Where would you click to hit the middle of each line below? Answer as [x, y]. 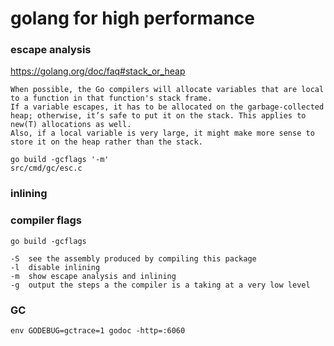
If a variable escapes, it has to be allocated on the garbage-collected [167, 107]
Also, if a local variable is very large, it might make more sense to [162, 133]
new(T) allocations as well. [71, 125]
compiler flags [46, 220]
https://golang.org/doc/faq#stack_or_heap [98, 71]
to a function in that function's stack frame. [111, 98]
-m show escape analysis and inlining [93, 276]
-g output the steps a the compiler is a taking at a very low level [160, 285]
